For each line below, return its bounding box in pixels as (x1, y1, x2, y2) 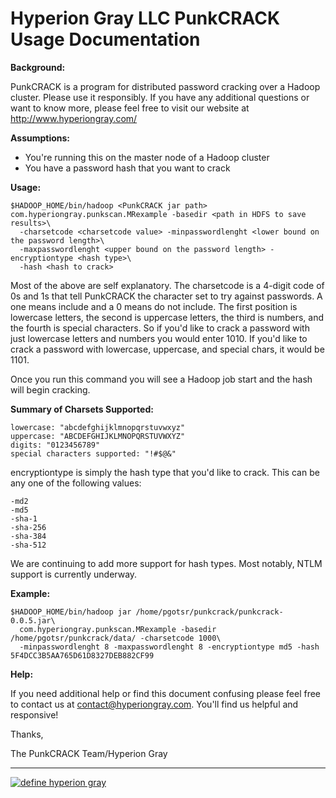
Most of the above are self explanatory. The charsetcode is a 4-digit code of (10, 279, 325, 291)
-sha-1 (10, 513, 38, 524)
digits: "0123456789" (10, 440, 101, 450)
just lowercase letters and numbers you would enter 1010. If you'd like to (10, 332, 308, 344)
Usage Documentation (10, 28, 201, 51)
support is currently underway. (10, 568, 138, 580)
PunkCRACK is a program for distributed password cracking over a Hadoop (10, 80, 321, 92)
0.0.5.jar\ (10, 615, 56, 626)
